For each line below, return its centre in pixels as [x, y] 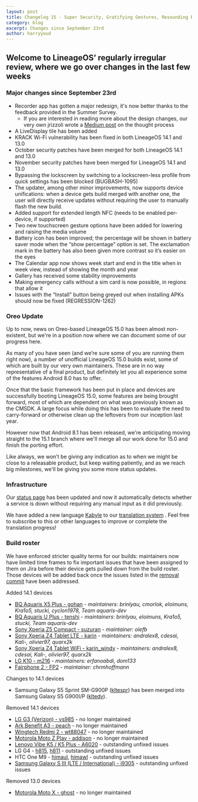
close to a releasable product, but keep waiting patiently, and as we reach [96, 463]
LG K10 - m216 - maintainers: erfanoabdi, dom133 [75, 661]
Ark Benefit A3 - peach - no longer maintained [71, 725]
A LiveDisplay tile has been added [56, 131]
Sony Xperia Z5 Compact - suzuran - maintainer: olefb [81, 629]
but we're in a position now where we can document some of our [107, 336]
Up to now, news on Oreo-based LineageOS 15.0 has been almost [86, 329]
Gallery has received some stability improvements [75, 275]
